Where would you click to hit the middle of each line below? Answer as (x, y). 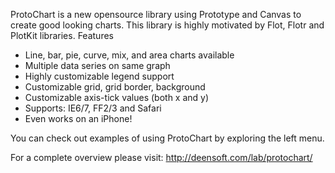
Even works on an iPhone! (78, 118)
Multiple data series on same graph (97, 65)
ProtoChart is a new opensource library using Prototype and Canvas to (156, 14)
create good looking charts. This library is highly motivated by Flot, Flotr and (167, 25)
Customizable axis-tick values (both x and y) (117, 97)
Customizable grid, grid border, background (115, 87)
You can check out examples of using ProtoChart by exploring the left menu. (167, 138)
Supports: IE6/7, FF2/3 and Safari (93, 108)
